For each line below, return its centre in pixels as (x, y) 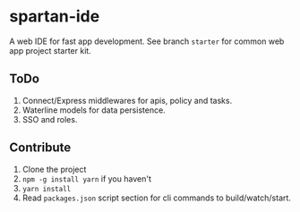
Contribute (40, 148)
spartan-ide (55, 17)
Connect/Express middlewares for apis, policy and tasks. (127, 100)
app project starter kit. (50, 50)
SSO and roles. (50, 119)
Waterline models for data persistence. (94, 110)
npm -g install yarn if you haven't (87, 178)
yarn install (47, 189)
